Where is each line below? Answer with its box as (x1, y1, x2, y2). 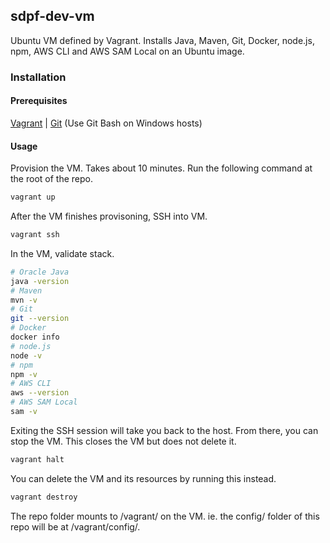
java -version (10, 276, 70, 286)
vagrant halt (10, 454, 65, 464)
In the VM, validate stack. (10, 247, 115, 259)
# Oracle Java (10, 267, 70, 277)
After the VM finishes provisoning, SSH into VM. (10, 210, 208, 223)
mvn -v (10, 295, 38, 305)
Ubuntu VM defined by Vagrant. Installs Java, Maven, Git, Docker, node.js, (10, 34, 315, 46)
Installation (10, 70, 67, 84)
